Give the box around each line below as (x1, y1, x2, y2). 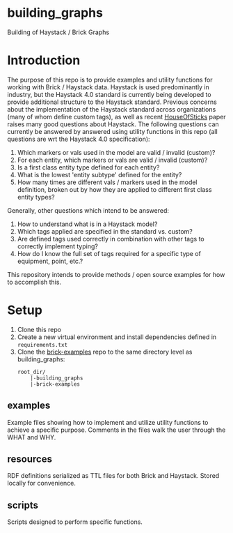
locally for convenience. (7, 479, 77, 488)
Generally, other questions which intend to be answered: (7, 206, 169, 214)
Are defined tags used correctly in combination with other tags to (17, 234, 204, 243)
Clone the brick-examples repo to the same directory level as (17, 347, 193, 356)
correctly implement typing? (17, 242, 99, 250)
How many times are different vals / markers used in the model (17, 178, 198, 186)
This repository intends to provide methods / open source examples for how (7, 270, 225, 278)
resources (7, 453, 52, 465)
